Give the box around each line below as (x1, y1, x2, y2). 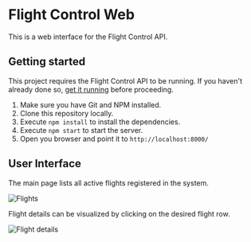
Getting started (8, 55, 86, 68)
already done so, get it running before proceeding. (8, 84, 174, 94)
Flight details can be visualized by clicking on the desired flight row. (8, 209, 230, 218)
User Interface (8, 157, 82, 170)
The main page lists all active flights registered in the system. (8, 178, 210, 188)
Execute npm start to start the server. (19, 125, 143, 135)
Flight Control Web (8, 6, 135, 24)
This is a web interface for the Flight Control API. (8, 32, 168, 41)
